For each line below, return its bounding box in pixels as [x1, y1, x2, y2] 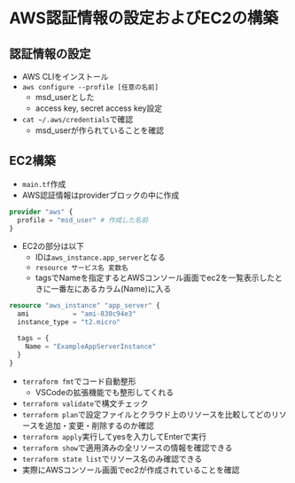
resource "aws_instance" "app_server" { [9, 301, 161, 310]
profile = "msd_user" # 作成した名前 [17, 215, 149, 224]
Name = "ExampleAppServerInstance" [25, 342, 157, 351]
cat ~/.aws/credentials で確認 [21, 114, 134, 124]
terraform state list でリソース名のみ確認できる [21, 453, 203, 464]
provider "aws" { [9, 207, 74, 216]
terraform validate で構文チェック [21, 398, 149, 409]
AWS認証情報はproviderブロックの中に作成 [21, 190, 180, 200]
